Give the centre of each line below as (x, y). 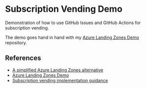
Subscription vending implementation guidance (60, 80)
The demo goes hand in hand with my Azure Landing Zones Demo (72, 37)
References (23, 58)
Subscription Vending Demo (64, 9)
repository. (16, 42)
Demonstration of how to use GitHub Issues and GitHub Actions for (73, 23)
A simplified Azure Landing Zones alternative (58, 70)
